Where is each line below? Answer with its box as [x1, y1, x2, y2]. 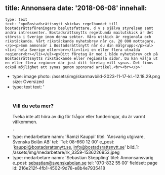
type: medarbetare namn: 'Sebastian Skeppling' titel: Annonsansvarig [12, 155, 154, 161]
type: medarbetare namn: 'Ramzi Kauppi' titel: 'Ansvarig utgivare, [12, 133, 145, 140]
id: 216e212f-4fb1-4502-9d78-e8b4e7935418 [12, 165, 105, 171]
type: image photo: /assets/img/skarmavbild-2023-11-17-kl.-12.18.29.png [12, 73, 161, 79]
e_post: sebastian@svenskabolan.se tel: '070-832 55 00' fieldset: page [12, 160, 158, 166]
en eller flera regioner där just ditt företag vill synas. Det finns [5, 60, 154, 65]
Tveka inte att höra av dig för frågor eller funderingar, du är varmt [12, 114, 146, 120]
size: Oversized [12, 79, 44, 85]
